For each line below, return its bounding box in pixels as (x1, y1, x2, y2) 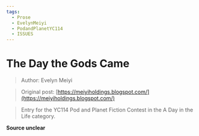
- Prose (11, 14, 31, 20)
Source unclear (6, 124, 46, 132)
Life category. (20, 113, 56, 120)
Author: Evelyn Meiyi (20, 77, 73, 84)
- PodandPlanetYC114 (11, 25, 63, 32)
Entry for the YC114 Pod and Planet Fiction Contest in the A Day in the (20, 106, 194, 114)
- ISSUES (11, 31, 34, 37)
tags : (6, 8, 20, 15)
